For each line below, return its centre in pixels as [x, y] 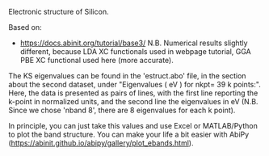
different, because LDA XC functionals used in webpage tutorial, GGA [136, 51]
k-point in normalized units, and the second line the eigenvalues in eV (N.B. [133, 101]
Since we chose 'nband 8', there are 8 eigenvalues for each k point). [122, 110]
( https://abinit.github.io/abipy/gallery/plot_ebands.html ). [101, 143]
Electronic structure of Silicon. [59, 12]
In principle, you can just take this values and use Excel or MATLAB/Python [133, 126]
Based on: [25, 27]
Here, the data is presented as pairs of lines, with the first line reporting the [133, 93]
